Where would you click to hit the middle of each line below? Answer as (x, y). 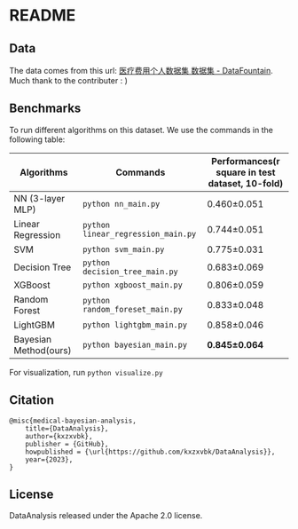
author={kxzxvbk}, (59, 436)
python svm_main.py (124, 249)
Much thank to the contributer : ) (69, 80)
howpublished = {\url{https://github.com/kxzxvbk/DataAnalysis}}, (150, 452)
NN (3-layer (39, 198)
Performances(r (246, 161)
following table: (37, 139)
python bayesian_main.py (135, 344)
